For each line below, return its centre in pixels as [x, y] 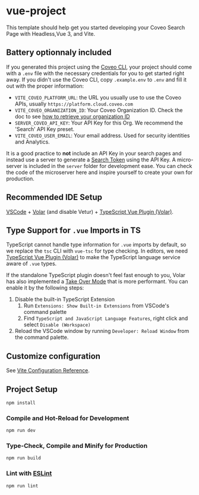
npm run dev [21, 431]
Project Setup [32, 389]
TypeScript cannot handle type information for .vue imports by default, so [96, 245]
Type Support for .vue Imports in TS [73, 230]
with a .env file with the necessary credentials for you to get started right [95, 73]
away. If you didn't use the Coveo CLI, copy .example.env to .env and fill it [97, 79]
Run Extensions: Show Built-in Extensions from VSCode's [96, 306]
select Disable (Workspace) [57, 325]
